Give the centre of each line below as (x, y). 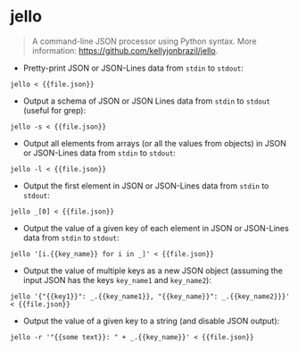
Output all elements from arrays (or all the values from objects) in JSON (154, 143)
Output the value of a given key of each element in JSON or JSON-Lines (156, 228)
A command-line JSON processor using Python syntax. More (144, 41)
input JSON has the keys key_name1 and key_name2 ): (117, 280)
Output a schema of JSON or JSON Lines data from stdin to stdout (147, 101)
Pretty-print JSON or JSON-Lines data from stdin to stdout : (133, 68)
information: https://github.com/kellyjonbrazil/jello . (125, 50)
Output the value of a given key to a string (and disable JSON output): (151, 321)
